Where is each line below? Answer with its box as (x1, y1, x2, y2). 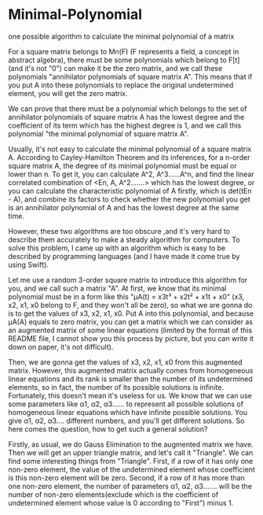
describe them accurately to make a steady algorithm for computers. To (8, 235, 241, 244)
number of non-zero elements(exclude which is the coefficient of (8, 490, 219, 499)
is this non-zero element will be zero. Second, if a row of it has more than (8, 472, 245, 482)
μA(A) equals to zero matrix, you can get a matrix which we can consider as (8, 317, 254, 326)
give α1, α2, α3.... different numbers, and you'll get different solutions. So (8, 416, 245, 425)
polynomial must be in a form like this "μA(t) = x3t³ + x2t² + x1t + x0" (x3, (8, 291, 245, 301)
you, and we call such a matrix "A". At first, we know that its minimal (8, 283, 227, 293)
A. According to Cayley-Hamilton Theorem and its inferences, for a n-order (8, 152, 250, 162)
